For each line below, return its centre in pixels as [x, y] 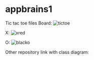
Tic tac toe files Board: [29, 23]
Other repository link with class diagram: [47, 52]
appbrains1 [29, 9]
